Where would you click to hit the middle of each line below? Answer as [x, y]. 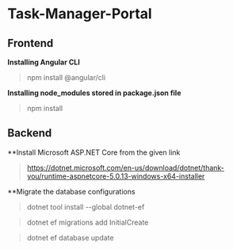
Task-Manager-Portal [80, 14]
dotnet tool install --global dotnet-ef [86, 206]
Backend [30, 133]
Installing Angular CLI [44, 62]
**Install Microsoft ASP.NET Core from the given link [94, 152]
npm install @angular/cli [66, 77]
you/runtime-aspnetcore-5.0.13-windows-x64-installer [116, 176]
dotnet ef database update [70, 237]
